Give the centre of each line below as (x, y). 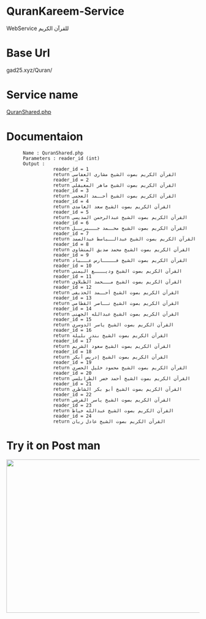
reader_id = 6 (71, 223)
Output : (34, 164)
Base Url (28, 53)
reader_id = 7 (71, 233)
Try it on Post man (54, 445)
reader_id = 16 (72, 330)
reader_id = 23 (72, 405)
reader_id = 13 (72, 298)
